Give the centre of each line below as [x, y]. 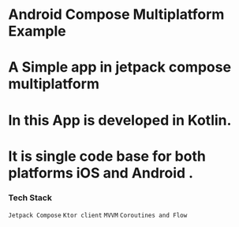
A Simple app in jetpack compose [119, 67]
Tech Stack [30, 197]
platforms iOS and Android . [101, 173]
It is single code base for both [107, 156]
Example [37, 31]
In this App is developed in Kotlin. [120, 120]
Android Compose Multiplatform [116, 15]
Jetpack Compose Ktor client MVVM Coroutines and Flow [98, 216]
